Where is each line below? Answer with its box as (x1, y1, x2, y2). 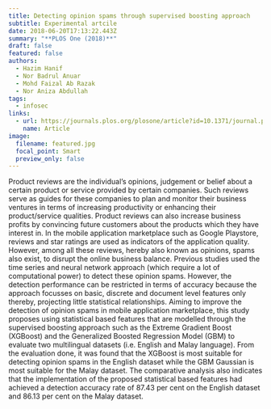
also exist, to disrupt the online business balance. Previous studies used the (8, 254, 261, 264)
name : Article (23, 124, 70, 133)
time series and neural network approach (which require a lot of (8, 263, 220, 272)
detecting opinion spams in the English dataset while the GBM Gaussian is (8, 357, 254, 367)
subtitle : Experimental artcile (8, 19, 117, 27)
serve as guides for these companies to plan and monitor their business (8, 194, 247, 204)
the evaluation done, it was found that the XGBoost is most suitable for (8, 348, 243, 358)
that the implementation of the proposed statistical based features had (8, 374, 243, 384)
